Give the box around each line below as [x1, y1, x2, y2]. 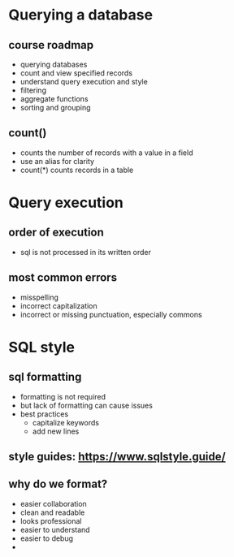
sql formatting [8, 370, 82, 384]
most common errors [8, 270, 118, 285]
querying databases [19, 59, 88, 69]
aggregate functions [19, 94, 89, 103]
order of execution [8, 226, 104, 240]
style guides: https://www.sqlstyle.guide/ [8, 450, 226, 464]
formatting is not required [19, 391, 106, 401]
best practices [19, 408, 69, 419]
